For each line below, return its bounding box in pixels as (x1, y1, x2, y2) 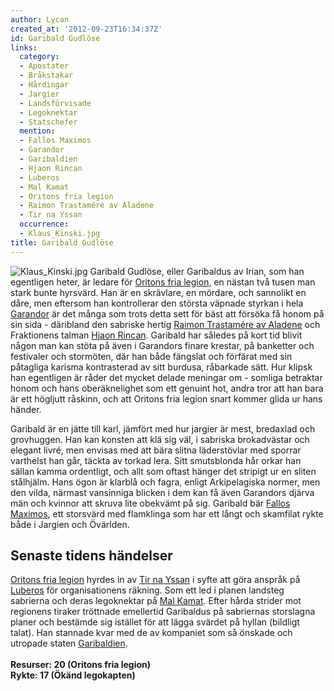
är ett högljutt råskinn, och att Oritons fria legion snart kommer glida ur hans (10, 392, 323, 405)
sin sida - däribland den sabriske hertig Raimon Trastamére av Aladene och (10, 318, 321, 330)
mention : (19, 126, 56, 136)
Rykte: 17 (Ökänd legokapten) (10, 669, 136, 681)
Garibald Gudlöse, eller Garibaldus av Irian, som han (89, 265, 305, 277)
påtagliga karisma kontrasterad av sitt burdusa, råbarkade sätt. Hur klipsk (10, 361, 313, 373)
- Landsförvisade (19, 98, 92, 108)
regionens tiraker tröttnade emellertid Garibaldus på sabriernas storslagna (10, 606, 316, 618)
